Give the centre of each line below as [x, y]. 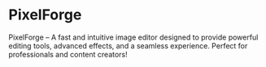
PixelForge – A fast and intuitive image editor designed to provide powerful [133, 37]
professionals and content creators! [68, 54]
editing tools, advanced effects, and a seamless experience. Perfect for [128, 45]
